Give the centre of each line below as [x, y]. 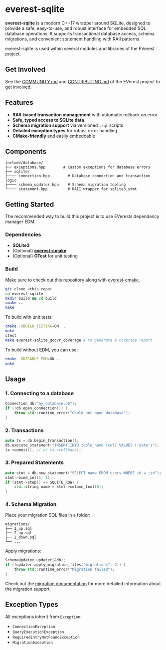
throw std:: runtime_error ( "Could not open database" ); [72, 413]
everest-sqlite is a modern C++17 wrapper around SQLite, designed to [78, 23]
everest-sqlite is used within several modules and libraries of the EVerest [80, 48]
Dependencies [23, 234]
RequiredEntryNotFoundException [46, 637]
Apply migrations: [23, 551]
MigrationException [33, 643]
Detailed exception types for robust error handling [65, 130]
